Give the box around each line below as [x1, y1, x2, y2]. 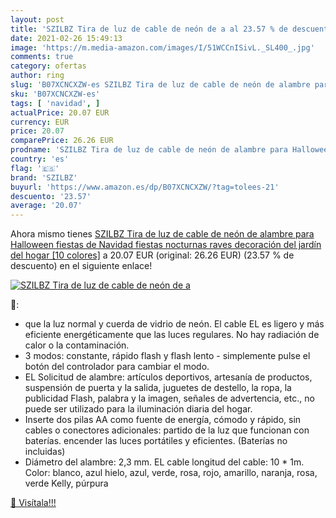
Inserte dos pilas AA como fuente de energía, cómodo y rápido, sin [24, 414, 302, 426]
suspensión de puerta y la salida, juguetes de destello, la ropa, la [24, 382, 292, 394]
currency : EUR [10, 117, 70, 127]
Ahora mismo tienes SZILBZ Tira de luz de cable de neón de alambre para [10, 228, 315, 240]
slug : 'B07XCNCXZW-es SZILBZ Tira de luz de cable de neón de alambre [10, 80, 311, 90]
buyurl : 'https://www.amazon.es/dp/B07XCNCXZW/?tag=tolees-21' [10, 182, 280, 192]
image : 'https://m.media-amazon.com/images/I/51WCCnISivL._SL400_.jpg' [10, 42, 315, 53]
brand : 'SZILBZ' [10, 172, 78, 183]
